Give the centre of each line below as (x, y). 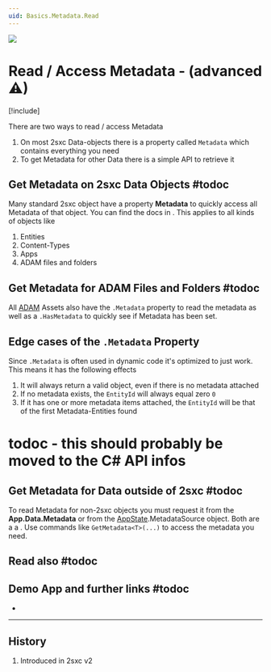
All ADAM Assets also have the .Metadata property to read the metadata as (132, 307)
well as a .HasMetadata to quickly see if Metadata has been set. (113, 316)
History (27, 641)
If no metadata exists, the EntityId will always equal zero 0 (118, 394)
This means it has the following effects (73, 370)
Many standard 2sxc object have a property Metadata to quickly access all (133, 204)
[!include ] (24, 111)
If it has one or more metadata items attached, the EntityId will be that (138, 402)
